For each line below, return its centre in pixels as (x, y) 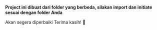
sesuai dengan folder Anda (34, 12)
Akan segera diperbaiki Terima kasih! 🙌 (45, 22)
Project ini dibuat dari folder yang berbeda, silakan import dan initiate (79, 7)
